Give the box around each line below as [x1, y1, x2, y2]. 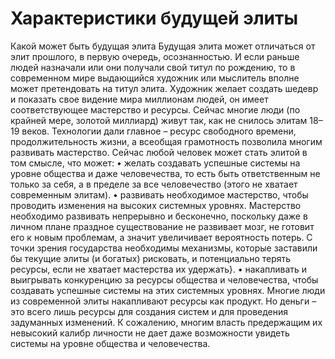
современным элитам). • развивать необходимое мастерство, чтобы [10, 188, 309, 201]
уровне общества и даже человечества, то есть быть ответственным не [10, 167, 321, 179]
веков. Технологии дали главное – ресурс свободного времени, [21, 125, 297, 137]
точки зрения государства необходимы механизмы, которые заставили [10, 242, 318, 254]
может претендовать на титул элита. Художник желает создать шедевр [10, 82, 319, 94]
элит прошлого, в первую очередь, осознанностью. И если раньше [10, 50, 300, 62]
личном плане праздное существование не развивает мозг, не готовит [10, 220, 315, 232]
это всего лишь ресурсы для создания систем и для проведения [10, 305, 289, 317]
